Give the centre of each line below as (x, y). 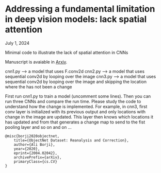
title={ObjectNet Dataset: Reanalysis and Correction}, (72, 140)
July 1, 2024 (17, 43)
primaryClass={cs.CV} (35, 161)
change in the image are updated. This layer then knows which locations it (79, 117)
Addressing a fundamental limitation (80, 9)
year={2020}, (27, 149)
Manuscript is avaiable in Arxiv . (36, 62)
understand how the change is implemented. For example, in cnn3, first (76, 106)
